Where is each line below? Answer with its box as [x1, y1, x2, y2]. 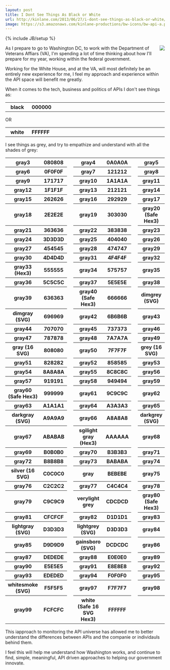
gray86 [142, 541, 160, 549]
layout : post [5, 7, 33, 13]
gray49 [142, 334, 160, 342]
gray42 [79, 313, 97, 320]
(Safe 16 [77, 603, 99, 610]
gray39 [14, 295, 32, 302]
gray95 [142, 572, 160, 579]
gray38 [142, 279, 160, 286]
